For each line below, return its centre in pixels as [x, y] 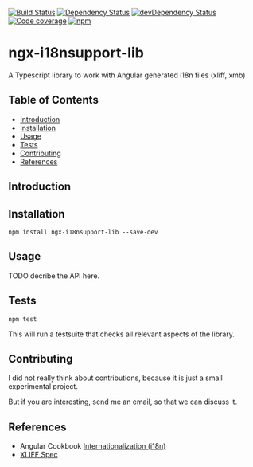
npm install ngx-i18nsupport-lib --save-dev [83, 232]
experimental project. [43, 387]
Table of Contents [54, 100]
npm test [23, 319]
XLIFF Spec [39, 455]
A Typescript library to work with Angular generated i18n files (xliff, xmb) [127, 75]
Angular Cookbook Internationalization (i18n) [93, 446]
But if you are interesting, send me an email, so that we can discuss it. [123, 402]
